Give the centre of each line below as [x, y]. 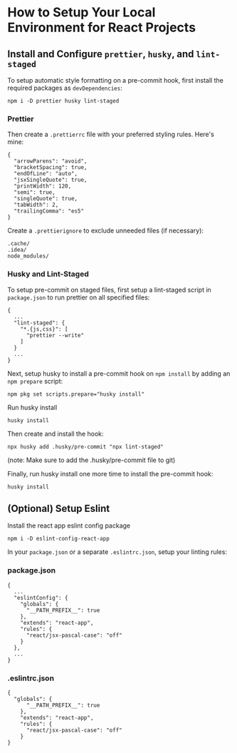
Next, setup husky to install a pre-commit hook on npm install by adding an [119, 373]
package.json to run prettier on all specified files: [79, 297]
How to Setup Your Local [81, 12]
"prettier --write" [55, 335]
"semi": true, [35, 193]
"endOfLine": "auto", [46, 174]
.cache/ [19, 244]
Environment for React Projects [102, 27]
